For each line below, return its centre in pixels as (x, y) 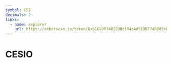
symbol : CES (18, 10)
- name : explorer (28, 24)
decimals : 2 (18, 15)
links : (12, 19)
